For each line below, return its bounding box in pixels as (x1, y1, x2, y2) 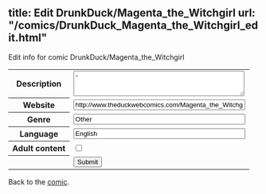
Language (19, 129, 58, 140)
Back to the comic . (8, 177, 70, 186)
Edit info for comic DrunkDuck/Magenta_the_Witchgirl (8, 52, 185, 62)
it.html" (8, 31, 48, 45)
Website (22, 99, 56, 111)
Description (16, 79, 62, 90)
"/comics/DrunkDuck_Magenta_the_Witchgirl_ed (8, 19, 259, 33)
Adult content (12, 143, 66, 154)
